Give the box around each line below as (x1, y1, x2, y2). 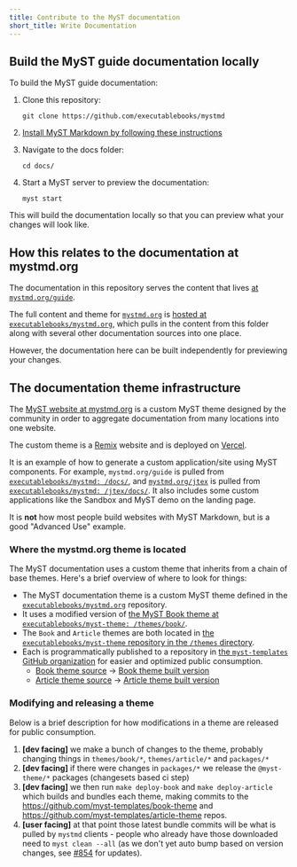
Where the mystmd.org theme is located (9, 543, 187, 555)
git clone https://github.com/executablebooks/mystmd (21, 112, 225, 121)
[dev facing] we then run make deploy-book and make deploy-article (21, 781, 273, 792)
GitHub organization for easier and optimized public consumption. (21, 656, 263, 667)
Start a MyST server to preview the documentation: (21, 177, 210, 188)
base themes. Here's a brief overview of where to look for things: (9, 573, 247, 583)
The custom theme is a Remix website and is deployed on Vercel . (9, 440, 247, 450)
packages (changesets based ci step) (51, 772, 190, 783)
